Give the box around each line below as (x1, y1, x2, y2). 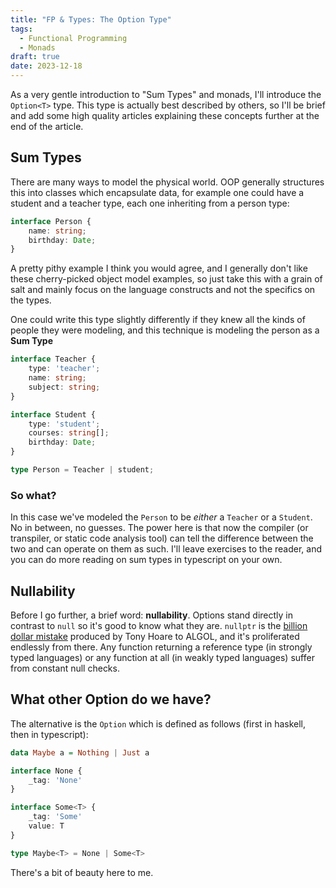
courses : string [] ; (28, 428, 110, 438)
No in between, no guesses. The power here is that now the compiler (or (10, 522, 309, 534)
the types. (10, 294, 52, 306)
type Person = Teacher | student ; (10, 465, 155, 475)
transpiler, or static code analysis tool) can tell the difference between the (10, 532, 314, 545)
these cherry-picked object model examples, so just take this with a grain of (10, 273, 323, 285)
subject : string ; (28, 382, 101, 392)
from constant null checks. (10, 662, 120, 675)
